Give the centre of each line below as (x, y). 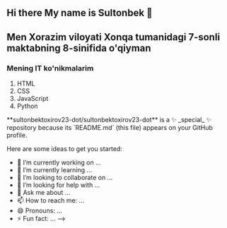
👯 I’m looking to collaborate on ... (65, 178)
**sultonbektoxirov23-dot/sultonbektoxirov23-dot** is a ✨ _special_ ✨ (109, 120)
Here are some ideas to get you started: (65, 149)
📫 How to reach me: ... (51, 200)
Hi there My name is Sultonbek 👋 (80, 13)
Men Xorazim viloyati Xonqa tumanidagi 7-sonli (113, 37)
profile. (17, 136)
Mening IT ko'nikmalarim (50, 68)
